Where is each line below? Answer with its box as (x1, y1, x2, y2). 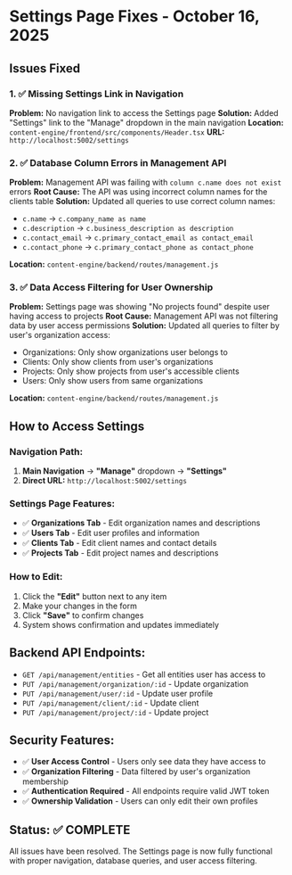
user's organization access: (9, 330, 111, 341)
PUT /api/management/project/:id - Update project (21, 706, 209, 717)
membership (21, 776, 69, 787)
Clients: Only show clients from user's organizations (21, 357, 214, 367)
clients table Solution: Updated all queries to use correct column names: (9, 196, 276, 207)
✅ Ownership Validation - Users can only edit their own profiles (21, 796, 258, 806)
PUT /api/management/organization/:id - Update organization (21, 678, 249, 689)
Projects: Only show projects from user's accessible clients (21, 366, 240, 376)
